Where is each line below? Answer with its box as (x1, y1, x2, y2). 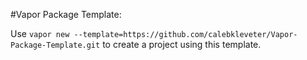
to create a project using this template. (102, 39, 262, 50)
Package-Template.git (10, 40, 101, 50)
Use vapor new (10, 28, 70, 39)
